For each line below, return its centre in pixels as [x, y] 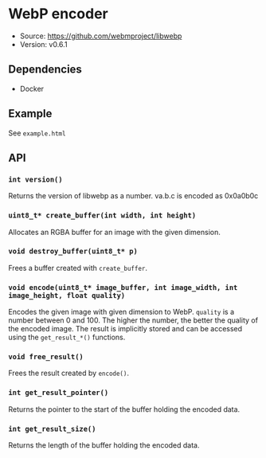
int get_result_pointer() [59, 393]
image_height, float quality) [67, 295]
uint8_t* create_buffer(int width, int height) [102, 215]
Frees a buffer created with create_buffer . [78, 268]
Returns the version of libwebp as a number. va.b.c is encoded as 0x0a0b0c [133, 196]
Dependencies [45, 70]
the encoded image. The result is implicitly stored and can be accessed [125, 329]
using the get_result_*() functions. [67, 337]
